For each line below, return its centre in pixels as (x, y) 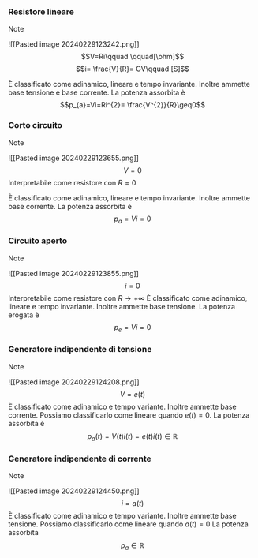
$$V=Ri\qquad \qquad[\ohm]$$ (133, 57)
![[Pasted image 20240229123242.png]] (74, 44)
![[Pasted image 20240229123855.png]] (74, 273)
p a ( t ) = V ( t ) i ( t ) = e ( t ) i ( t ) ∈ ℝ (133, 437)
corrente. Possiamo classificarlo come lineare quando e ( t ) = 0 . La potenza (129, 415)
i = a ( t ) (133, 503)
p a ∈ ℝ (133, 546)
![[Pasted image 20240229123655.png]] (74, 158)
